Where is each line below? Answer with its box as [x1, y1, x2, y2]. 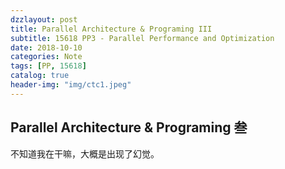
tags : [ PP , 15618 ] [10, 61, 87, 71]
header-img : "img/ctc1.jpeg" [10, 80, 132, 90]
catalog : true [10, 71, 70, 81]
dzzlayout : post [10, 14, 78, 25]
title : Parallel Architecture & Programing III [10, 24, 213, 34]
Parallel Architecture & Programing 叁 [10, 119, 248, 136]
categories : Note [10, 52, 83, 62]
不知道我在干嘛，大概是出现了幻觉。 [10, 147, 160, 160]
